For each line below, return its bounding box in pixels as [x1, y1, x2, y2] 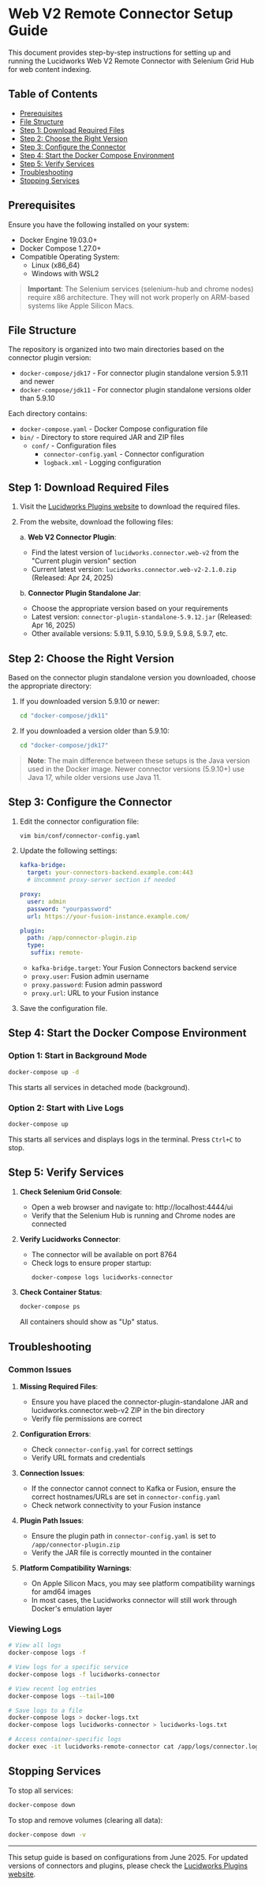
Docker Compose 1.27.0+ [19, 243, 102, 253]
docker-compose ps [19, 1303, 80, 1311]
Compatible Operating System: [19, 252, 120, 261]
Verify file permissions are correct [31, 1414, 143, 1424]
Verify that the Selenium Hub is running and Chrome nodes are [31, 1210, 236, 1220]
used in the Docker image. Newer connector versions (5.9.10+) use [27, 764, 244, 774]
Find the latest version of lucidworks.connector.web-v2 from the [31, 547, 239, 558]
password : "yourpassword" [27, 905, 112, 913]
